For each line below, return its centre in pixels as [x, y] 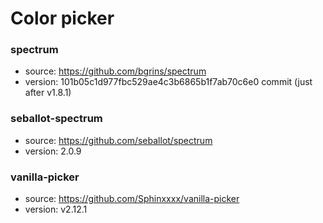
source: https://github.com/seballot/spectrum [118, 140]
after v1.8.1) [48, 93]
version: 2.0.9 [53, 151]
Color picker [62, 18]
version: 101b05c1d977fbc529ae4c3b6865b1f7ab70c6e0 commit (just [168, 82]
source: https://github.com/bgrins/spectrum [115, 71]
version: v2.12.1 [56, 209]
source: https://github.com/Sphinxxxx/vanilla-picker [132, 199]
